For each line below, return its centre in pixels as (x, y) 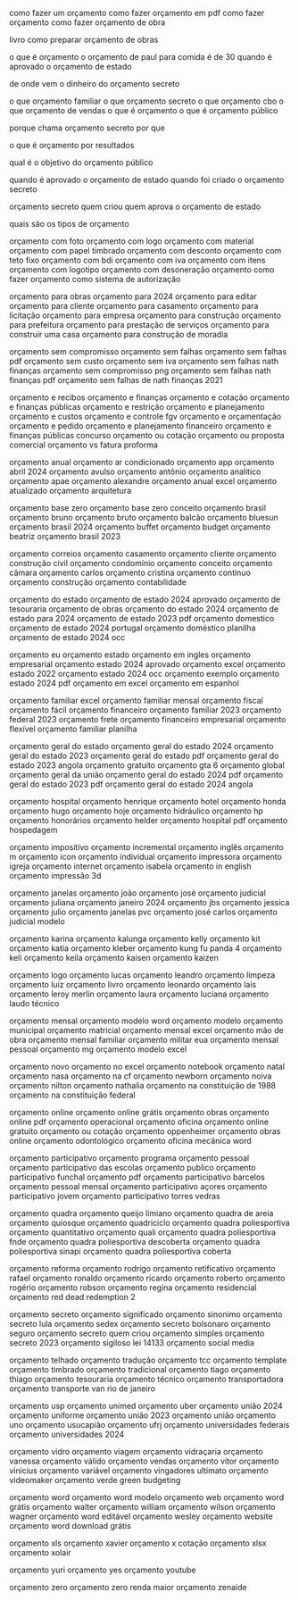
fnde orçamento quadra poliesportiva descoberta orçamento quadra (135, 1242)
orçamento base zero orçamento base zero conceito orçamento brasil (137, 508)
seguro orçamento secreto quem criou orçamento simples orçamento (137, 1333)
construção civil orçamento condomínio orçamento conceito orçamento (141, 563)
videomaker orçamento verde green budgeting (95, 1480)
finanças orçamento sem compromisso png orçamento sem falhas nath (141, 371)
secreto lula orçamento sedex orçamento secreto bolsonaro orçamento (140, 1324)
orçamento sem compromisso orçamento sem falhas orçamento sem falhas (148, 351)
